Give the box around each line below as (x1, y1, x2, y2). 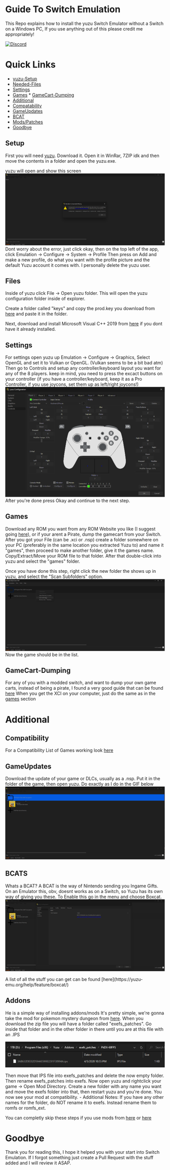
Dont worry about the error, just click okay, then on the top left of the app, (5, 245, 159, 252)
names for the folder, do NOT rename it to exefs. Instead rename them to (5, 1099, 157, 1105)
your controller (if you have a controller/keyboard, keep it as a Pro (5, 376, 143, 382)
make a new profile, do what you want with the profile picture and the (5, 257, 150, 263)
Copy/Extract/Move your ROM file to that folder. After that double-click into (5, 552, 161, 559)
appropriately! (5, 31, 34, 37)
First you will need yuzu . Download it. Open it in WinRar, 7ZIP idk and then (5, 152, 159, 159)
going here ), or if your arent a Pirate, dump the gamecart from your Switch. (5, 531, 162, 537)
